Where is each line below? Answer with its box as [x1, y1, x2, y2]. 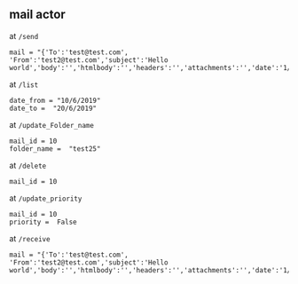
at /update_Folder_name [9, 119, 95, 130]
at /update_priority [9, 193, 82, 203]
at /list [9, 79, 39, 90]
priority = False [9, 217, 77, 226]
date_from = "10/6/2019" [9, 96, 101, 105]
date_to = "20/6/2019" [9, 104, 98, 113]
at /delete [9, 160, 47, 170]
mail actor [9, 7, 67, 22]
